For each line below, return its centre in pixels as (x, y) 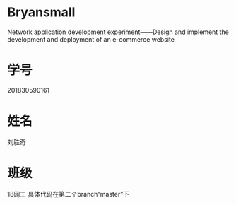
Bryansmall (41, 12)
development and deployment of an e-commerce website (91, 39)
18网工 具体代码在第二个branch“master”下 (68, 194)
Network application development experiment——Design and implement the (118, 32)
